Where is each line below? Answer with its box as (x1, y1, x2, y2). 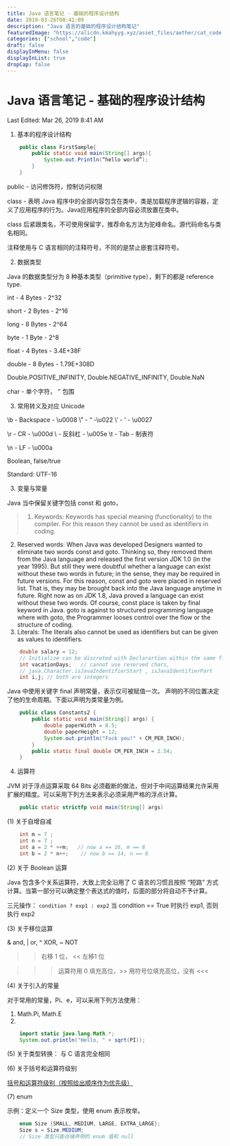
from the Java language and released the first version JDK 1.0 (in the (16, 555, 211, 563)
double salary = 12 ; (19, 648, 78, 655)
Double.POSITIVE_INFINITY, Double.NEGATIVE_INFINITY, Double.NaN (7, 373, 205, 381)
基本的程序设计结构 (16, 130, 72, 138)
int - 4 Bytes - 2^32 (7, 293, 62, 302)
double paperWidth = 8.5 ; (43, 722, 118, 729)
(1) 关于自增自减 (7, 817, 52, 826)
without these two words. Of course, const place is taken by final (16, 598, 201, 607)
